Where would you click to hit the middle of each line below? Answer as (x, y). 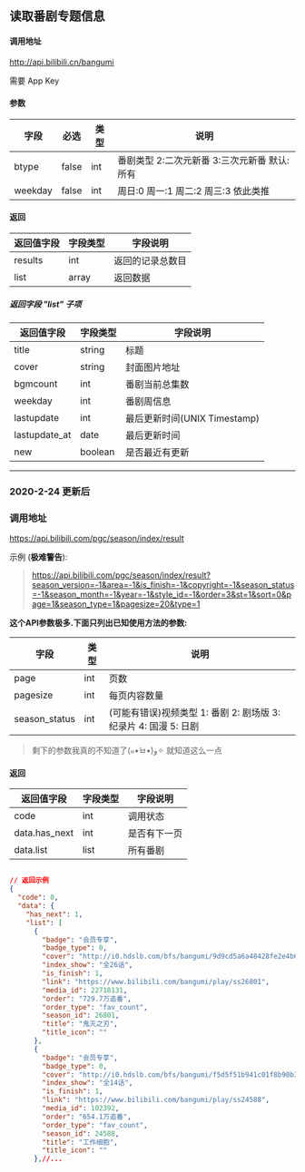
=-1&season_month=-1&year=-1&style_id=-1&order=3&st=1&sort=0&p (162, 595)
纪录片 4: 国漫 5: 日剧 (154, 727)
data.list (31, 850)
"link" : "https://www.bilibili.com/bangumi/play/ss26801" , (156, 982)
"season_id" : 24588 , (81, 1133)
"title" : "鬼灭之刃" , (80, 1024)
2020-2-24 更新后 (50, 491)
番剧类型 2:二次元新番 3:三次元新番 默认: (203, 160)
